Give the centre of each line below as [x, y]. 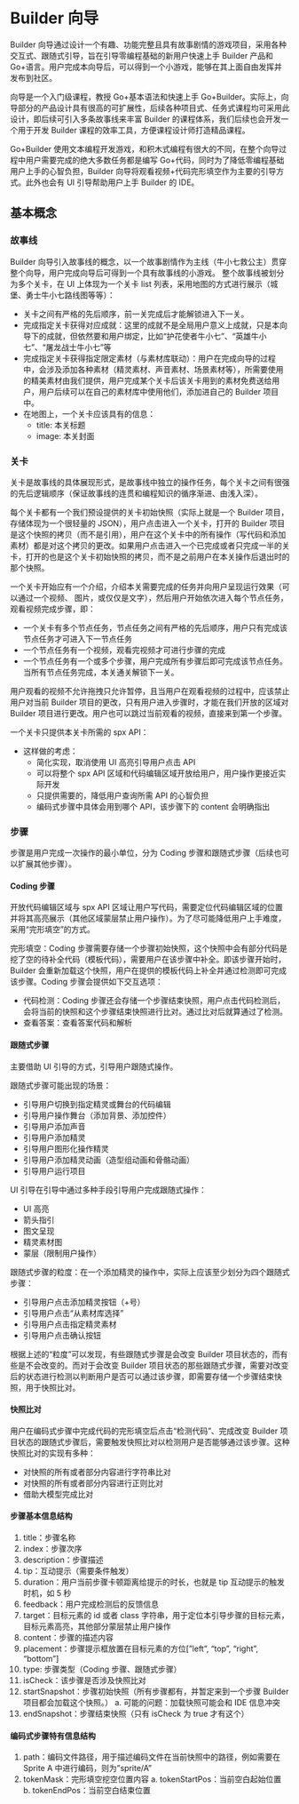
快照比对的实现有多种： [53, 1453]
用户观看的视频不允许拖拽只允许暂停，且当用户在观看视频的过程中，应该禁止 [150, 690]
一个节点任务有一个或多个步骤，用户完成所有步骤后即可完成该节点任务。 [155, 661]
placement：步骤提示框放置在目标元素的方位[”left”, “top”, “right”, [141, 1648]
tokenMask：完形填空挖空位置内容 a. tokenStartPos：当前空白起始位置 [152, 1779]
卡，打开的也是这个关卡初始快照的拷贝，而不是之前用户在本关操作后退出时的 [150, 556]
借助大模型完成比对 [58, 1494]
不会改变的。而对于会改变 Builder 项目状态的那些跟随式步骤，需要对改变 [157, 1365]
